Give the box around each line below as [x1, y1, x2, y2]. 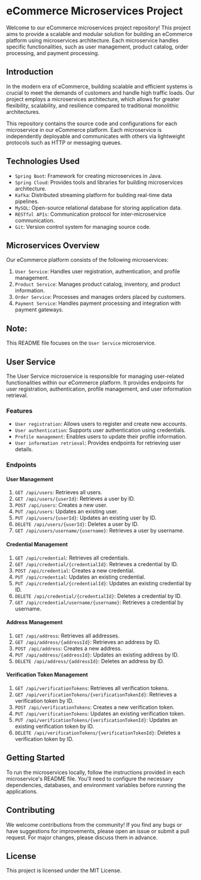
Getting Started [6, 753, 65, 763]
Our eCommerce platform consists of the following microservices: [6, 256, 169, 264]
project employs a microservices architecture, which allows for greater [6, 95, 181, 102]
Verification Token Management [6, 671, 89, 678]
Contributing [6, 805, 55, 815]
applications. [6, 788, 38, 795]
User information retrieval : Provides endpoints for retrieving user [14, 439, 181, 447]
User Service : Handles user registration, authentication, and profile [14, 268, 181, 275]
